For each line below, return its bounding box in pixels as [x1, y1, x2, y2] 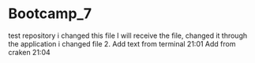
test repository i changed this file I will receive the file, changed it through [8, 31, 247, 40]
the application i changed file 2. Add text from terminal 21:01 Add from [8, 39, 236, 48]
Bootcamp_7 [8, 5, 92, 23]
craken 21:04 [8, 47, 51, 57]
